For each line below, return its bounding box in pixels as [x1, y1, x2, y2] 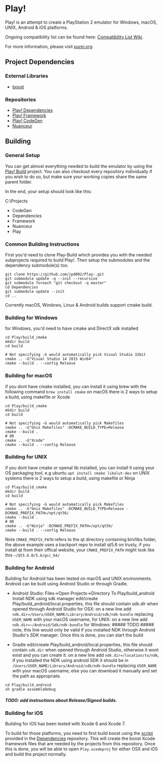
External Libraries [5, 72, 49, 79]
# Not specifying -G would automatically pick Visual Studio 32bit [5, 352, 146, 357]
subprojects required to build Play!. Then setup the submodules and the [5, 257, 150, 263]
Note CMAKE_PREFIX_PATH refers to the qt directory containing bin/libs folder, [5, 536, 157, 542]
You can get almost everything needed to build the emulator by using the [5, 163, 153, 169]
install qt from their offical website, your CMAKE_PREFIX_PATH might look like [5, 547, 155, 553]
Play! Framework [12, 112, 47, 118]
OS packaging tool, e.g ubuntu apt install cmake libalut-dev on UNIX [5, 470, 150, 476]
